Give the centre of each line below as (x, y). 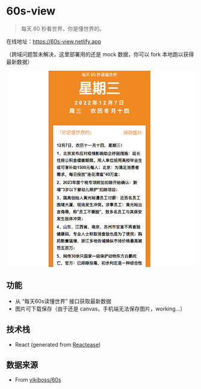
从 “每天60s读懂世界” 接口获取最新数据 (63, 301)
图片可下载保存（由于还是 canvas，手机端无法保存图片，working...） (100, 309)
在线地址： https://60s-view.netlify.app (54, 41)
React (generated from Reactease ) (58, 344)
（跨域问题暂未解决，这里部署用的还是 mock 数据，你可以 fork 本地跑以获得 (100, 54)
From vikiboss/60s (38, 380)
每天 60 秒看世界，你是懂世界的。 (63, 28)
